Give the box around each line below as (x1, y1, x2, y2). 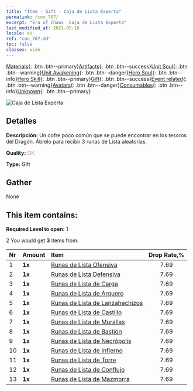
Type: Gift (6, 161, 30, 168)
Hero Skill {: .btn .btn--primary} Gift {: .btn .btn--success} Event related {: (17, 75, 187, 82)
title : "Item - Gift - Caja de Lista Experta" (6, 8, 122, 15)
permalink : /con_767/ (6, 14, 59, 20)
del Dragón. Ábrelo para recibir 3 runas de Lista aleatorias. (6, 138, 147, 145)
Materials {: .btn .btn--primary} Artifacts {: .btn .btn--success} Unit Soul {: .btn (6, 63, 188, 70)
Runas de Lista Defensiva (50, 270, 121, 278)
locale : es (6, 30, 33, 36)
